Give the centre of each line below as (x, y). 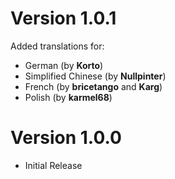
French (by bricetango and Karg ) (93, 86)
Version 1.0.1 (63, 18)
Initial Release (53, 165)
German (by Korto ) (64, 65)
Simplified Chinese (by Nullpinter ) (95, 76)
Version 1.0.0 (66, 138)
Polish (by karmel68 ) (68, 97)
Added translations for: (57, 46)
